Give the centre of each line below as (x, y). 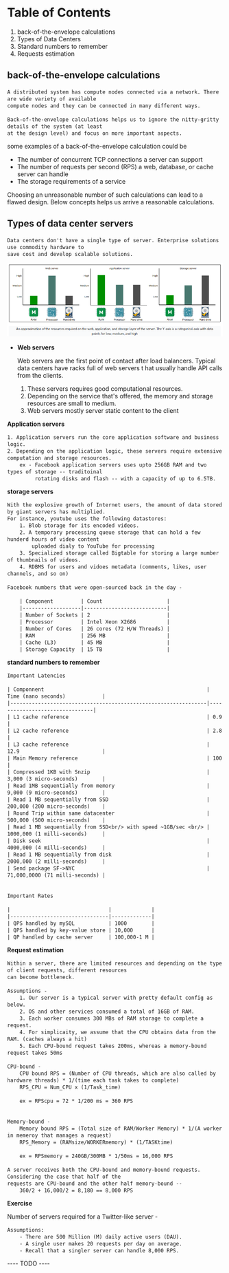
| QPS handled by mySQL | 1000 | (81, 923)
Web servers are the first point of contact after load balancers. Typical (116, 361)
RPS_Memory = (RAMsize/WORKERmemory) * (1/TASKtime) (96, 1142)
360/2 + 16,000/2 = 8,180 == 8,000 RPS (76, 1190)
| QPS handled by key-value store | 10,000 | (81, 930)
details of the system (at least (55, 126)
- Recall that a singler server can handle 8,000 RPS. (99, 1250)
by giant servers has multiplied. (57, 512)
